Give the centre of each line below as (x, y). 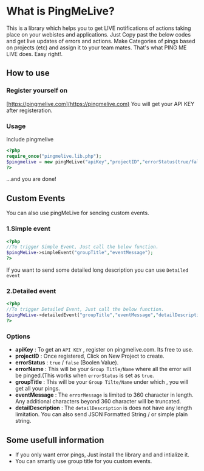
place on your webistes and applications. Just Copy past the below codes (99, 34)
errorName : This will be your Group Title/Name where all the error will (103, 369)
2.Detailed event (31, 291)
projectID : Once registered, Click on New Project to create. (90, 356)
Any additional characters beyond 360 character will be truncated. (98, 402)
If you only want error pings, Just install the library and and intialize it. (102, 455)
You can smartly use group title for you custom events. (83, 461)
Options (18, 336)
